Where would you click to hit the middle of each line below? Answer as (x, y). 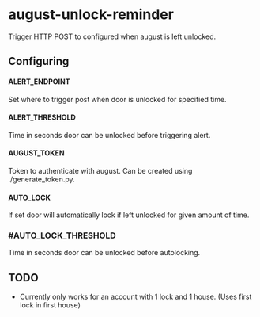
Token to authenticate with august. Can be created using (100, 170)
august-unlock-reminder (91, 15)
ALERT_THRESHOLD (42, 117)
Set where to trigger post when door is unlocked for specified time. (117, 99)
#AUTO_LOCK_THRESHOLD (62, 235)
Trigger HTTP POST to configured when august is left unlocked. (112, 36)
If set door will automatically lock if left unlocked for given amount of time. (129, 215)
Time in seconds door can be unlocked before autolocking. (104, 253)
